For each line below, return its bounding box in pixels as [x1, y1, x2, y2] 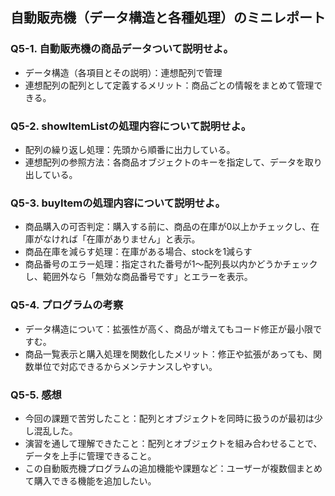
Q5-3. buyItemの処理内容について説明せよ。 [10, 196, 226, 210]
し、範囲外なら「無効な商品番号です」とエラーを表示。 [24, 271, 253, 283]
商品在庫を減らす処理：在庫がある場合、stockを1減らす [24, 246, 253, 258]
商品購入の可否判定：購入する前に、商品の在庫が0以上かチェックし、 [24, 221, 312, 233]
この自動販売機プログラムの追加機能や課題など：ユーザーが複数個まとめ [24, 462, 323, 474]
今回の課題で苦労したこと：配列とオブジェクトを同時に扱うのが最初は [24, 412, 315, 424]
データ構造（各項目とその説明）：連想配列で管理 [24, 66, 223, 78]
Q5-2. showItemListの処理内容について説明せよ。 [10, 119, 252, 133]
